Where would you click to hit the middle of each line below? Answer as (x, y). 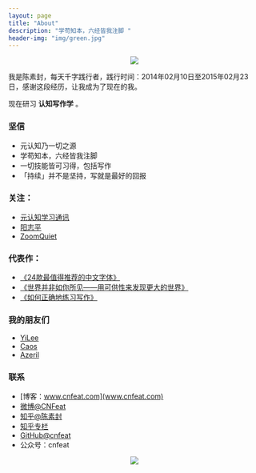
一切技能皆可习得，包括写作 (66, 166)
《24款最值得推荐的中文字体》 (70, 278)
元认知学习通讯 (44, 217)
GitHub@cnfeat (45, 435)
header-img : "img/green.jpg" (57, 38)
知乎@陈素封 (41, 416)
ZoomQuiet (38, 236)
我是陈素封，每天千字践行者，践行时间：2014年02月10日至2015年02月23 (128, 77)
